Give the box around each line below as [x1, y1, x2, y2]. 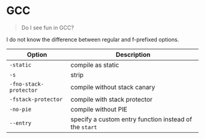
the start [70, 122, 98, 131]
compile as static [70, 61, 120, 69]
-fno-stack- [9, 80, 45, 88]
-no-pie [9, 105, 32, 113]
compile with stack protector [70, 95, 153, 103]
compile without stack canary [70, 83, 156, 91]
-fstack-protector [9, 96, 63, 103]
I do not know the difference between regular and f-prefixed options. [6, 36, 179, 43]
